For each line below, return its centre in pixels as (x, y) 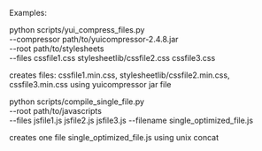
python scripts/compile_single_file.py (77, 102)
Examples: (28, 13)
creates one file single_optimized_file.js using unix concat (114, 137)
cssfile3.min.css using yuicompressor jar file (90, 84)
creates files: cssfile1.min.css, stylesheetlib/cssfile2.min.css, (119, 75)
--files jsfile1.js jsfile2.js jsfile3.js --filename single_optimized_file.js (131, 120)
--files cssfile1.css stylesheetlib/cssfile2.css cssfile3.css (112, 58)
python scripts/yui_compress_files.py (77, 30)
